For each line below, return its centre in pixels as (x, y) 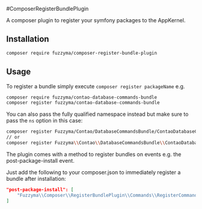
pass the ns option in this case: (44, 121)
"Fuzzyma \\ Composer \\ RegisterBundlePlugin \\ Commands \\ (87, 195)
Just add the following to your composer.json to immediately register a (93, 172)
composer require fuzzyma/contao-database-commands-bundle (82, 97)
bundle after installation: (36, 178)
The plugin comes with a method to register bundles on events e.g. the (94, 154)
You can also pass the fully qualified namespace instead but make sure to (97, 114)
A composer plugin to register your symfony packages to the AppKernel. (96, 20)
